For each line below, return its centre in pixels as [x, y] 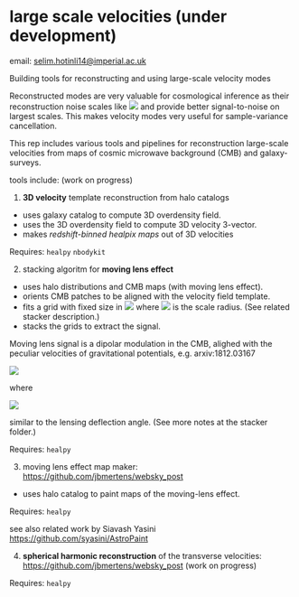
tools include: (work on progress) [71, 180]
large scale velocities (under [118, 17]
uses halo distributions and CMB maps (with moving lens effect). [143, 286]
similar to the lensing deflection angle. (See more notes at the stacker [139, 422]
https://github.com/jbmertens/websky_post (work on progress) [140, 565]
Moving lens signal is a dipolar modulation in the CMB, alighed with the [141, 343]
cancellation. [33, 126]
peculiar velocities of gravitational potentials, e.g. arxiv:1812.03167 [132, 353]
